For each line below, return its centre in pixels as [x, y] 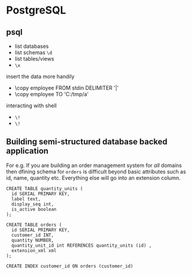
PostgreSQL [36, 10]
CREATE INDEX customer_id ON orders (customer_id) [70, 266]
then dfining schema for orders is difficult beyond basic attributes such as [96, 171]
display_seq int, [33, 204]
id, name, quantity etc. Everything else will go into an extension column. [94, 178]
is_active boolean [34, 209]
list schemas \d [33, 53]
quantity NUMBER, [33, 240]
